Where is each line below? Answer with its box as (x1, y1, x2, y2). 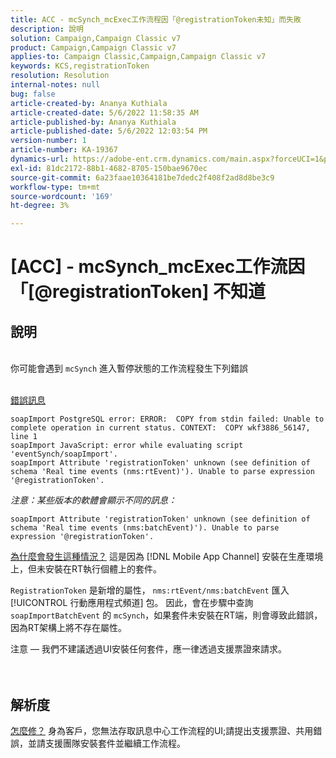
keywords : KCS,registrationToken (10, 61, 150, 71)
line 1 (10, 432, 38, 442)
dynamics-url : (10, 154, 70, 164)
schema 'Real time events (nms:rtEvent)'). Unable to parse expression (10, 467, 315, 477)
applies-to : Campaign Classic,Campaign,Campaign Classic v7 (10, 52, 267, 62)
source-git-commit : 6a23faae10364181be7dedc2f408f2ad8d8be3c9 (10, 172, 275, 183)
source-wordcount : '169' (10, 191, 114, 201)
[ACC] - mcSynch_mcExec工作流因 (10, 256, 306, 278)
